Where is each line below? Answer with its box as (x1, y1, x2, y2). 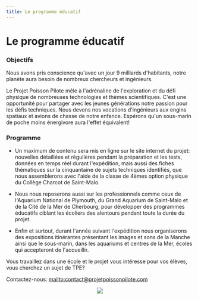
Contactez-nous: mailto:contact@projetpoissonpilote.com (6, 276, 148, 283)
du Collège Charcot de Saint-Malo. (14, 179, 100, 186)
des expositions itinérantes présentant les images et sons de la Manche (14, 234, 190, 241)
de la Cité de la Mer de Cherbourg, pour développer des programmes (14, 203, 186, 211)
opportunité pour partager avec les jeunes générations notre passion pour (6, 100, 188, 107)
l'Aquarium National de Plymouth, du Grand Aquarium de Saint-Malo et (14, 197, 188, 204)
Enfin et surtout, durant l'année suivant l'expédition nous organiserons (14, 227, 187, 234)
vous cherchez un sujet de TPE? (6, 264, 85, 271)
